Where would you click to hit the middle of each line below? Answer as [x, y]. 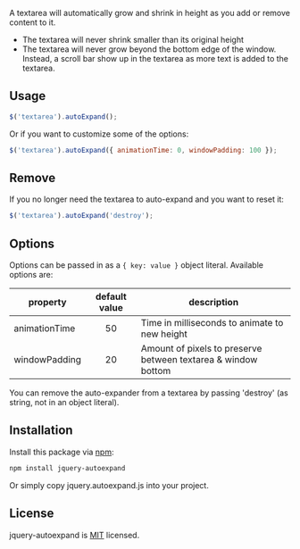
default [111, 296]
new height [164, 334]
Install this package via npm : [62, 452]
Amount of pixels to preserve [201, 349]
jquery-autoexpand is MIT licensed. [75, 535]
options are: [31, 275]
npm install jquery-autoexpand [67, 468]
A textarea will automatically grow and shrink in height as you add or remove [150, 13]
